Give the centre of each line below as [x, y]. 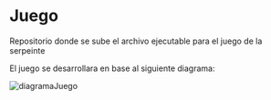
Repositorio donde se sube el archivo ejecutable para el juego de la [136, 41]
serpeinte [27, 50]
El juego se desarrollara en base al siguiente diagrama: [112, 68]
